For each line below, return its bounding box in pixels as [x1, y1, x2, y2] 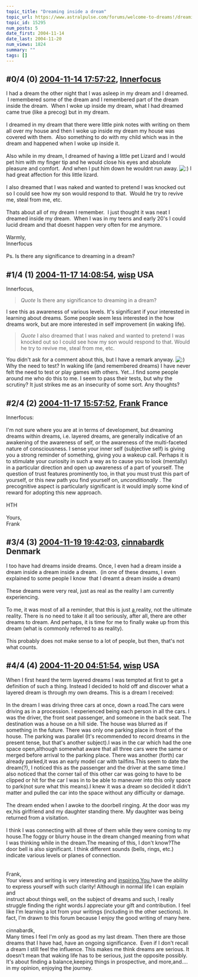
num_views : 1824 [6, 42, 46, 48]
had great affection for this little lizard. [6, 171, 99, 179]
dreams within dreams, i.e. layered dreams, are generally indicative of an [6, 433, 183, 440]
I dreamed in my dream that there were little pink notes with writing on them [6, 121, 190, 128]
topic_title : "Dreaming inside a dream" [6, 8, 107, 15]
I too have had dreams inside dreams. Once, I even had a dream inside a [6, 562, 181, 569]
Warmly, [6, 234, 27, 241]
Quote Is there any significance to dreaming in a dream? [20, 297, 157, 304]
